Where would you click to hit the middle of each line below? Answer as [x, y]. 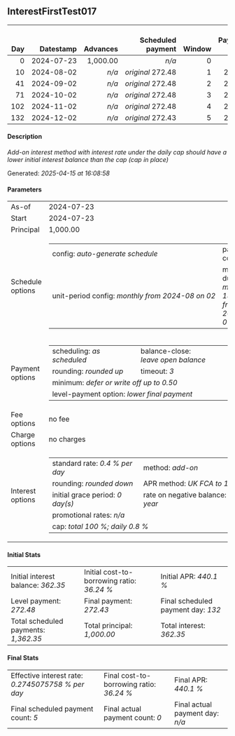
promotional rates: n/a [88, 515]
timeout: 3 [157, 371]
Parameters [24, 189]
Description [25, 137]
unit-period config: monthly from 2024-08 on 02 [134, 296]
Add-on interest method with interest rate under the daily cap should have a [117, 152]
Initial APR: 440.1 [189, 577]
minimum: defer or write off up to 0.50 [115, 383]
